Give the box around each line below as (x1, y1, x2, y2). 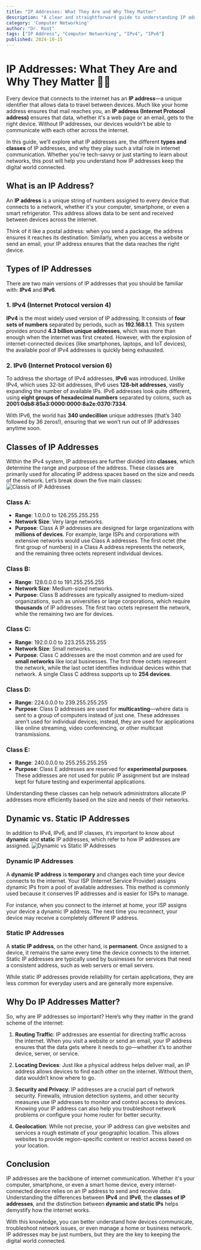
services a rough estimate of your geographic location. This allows (14, 1129, 179, 1136)
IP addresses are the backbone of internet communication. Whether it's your (6, 1175, 195, 1182)
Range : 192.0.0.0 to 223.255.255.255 (14, 638, 106, 646)
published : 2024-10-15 (6, 36, 63, 42)
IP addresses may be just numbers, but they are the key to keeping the (6, 1231, 181, 1238)
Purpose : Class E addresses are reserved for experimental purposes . (14, 766, 188, 773)
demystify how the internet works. (6, 1206, 91, 1214)
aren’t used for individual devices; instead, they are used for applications (14, 718, 194, 725)
